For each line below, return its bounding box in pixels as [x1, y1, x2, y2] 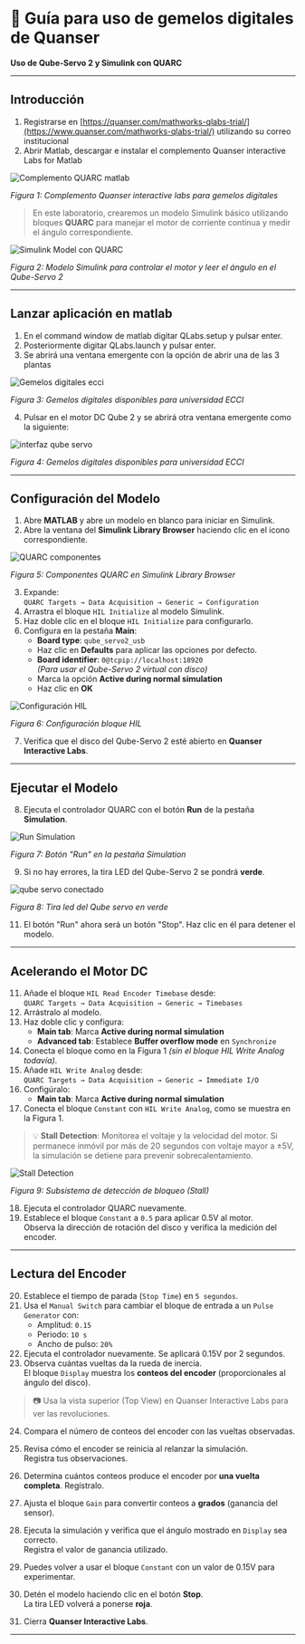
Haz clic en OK [36, 683, 93, 694]
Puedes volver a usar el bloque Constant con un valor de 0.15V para [23, 1562, 275, 1572]
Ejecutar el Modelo [10, 780, 119, 795]
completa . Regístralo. [23, 1480, 105, 1491]
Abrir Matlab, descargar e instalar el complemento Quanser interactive [23, 145, 286, 156]
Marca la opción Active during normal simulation [36, 674, 223, 685]
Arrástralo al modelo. [23, 1007, 102, 1017]
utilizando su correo [216, 126, 291, 137]
